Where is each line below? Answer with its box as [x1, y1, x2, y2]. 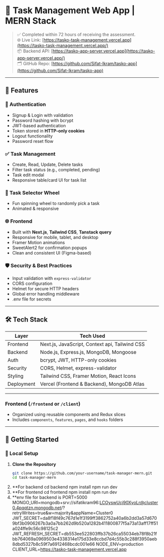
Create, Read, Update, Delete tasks [12, 162, 83, 167]
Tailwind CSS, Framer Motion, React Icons [40, 372, 136, 379]
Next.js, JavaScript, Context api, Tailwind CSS [40, 341, 145, 348]
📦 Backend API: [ [17, 48, 53, 54]
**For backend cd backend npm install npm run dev [12, 484, 118, 490]
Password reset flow [12, 138, 54, 144]
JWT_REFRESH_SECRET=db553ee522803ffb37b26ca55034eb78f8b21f [12, 531, 157, 537]
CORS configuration [12, 280, 53, 286]
